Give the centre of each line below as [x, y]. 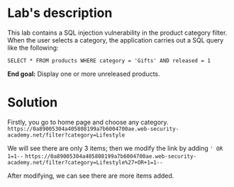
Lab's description [60, 13]
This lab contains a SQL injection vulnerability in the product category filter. [117, 33]
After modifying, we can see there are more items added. [91, 176]
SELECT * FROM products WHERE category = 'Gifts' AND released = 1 [109, 61]
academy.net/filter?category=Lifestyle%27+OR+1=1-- [85, 162]
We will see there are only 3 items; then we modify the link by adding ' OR [115, 148]
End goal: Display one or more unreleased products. [84, 74]
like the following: [33, 47]
